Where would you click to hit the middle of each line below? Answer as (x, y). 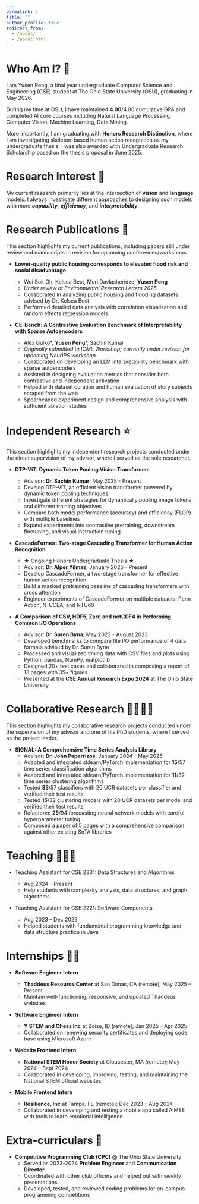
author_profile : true (33, 23)
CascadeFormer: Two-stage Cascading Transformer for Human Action (104, 543)
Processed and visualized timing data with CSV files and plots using (107, 653)
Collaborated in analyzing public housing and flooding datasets (101, 294)
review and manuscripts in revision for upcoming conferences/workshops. (97, 252)
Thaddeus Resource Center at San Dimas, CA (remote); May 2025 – (107, 984)
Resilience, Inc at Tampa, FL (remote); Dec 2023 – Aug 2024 (98, 1104)
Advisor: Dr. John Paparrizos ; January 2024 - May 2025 (93, 756)
